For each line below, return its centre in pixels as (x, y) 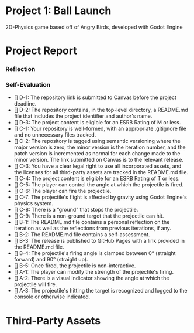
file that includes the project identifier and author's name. (83, 116)
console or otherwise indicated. (52, 297)
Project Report (41, 51)
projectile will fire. (35, 284)
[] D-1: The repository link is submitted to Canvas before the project (95, 97)
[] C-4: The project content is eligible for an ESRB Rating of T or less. (97, 179)
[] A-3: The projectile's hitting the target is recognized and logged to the (101, 291)
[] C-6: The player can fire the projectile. (63, 191)
